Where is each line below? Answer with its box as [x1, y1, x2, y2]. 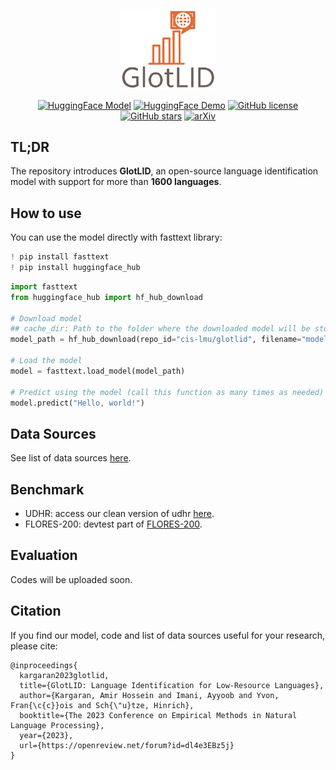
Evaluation [10, 547, 78, 564]
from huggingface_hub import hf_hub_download [10, 292, 203, 302]
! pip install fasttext [10, 252, 110, 262]
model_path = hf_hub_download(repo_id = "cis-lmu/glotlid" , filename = [10, 335, 302, 345]
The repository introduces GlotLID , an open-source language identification [10, 165, 319, 177]
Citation [10, 603, 62, 620]
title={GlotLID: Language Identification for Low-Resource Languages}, [19, 680, 325, 690]
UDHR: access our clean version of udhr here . [24, 508, 215, 520]
